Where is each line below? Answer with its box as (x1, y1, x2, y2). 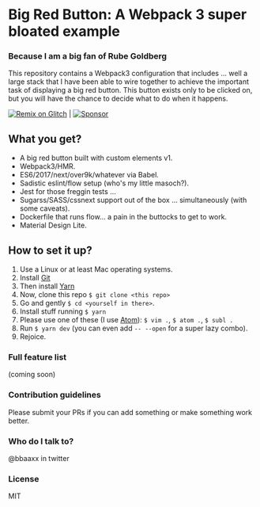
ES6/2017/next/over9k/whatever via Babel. (19, 170, 160, 180)
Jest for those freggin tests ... (19, 187, 116, 196)
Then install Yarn (19, 281, 75, 291)
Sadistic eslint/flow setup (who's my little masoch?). (19, 178, 190, 188)
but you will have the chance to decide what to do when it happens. (8, 93, 228, 104)
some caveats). (19, 204, 70, 213)
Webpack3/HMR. (19, 162, 76, 171)
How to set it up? (8, 243, 92, 257)
